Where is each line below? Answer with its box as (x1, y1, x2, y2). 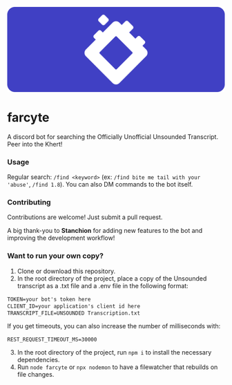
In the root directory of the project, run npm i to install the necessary (17, 348, 212, 356)
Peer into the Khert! (7, 140, 63, 148)
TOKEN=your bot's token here (7, 296, 91, 303)
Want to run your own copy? (7, 251, 104, 261)
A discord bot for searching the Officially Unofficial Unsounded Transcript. (7, 132, 219, 141)
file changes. (17, 370, 55, 378)
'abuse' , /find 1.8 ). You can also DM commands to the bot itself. (7, 180, 193, 189)
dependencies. (17, 355, 60, 364)
